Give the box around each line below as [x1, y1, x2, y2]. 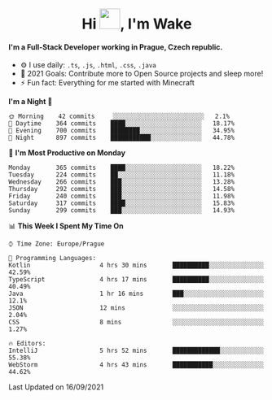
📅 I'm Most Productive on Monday [8, 148, 126, 158]
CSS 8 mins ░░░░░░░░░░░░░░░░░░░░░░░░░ [8, 318, 265, 327]
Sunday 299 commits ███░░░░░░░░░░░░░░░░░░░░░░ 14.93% [8, 207, 235, 215]
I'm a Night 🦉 [8, 97, 53, 107]
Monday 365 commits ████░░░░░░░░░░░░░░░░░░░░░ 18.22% [8, 163, 235, 172]
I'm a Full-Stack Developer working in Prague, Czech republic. [8, 41, 223, 52]
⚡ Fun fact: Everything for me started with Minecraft [20, 78, 195, 88]
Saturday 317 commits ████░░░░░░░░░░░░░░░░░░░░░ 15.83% [8, 199, 235, 207]
